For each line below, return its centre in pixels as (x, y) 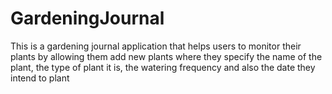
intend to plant (40, 78)
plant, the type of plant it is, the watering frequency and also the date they (163, 67)
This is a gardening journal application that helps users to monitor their (156, 46)
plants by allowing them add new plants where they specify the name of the (166, 56)
